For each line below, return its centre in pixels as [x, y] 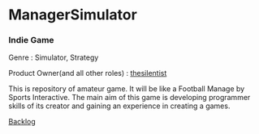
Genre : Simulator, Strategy [54, 57]
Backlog [22, 122]
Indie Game [31, 40]
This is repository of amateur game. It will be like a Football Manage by [127, 89]
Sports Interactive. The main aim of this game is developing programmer [129, 98]
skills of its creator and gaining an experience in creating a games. [119, 106]
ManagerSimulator [73, 15]
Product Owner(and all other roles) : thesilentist [88, 73]
